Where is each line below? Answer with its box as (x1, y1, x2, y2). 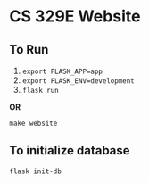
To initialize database (9, 143, 131, 158)
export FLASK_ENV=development (21, 77, 136, 86)
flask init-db (9, 167, 62, 176)
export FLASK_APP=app (21, 67, 103, 76)
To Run (9, 42, 49, 57)
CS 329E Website (9, 6, 141, 27)
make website (9, 119, 58, 128)
